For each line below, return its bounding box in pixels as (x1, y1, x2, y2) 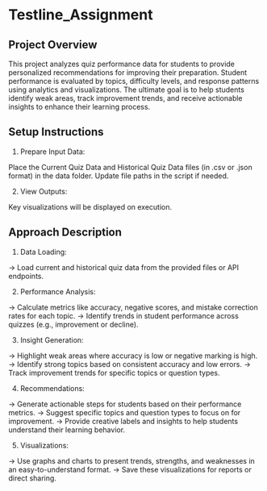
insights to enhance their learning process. (8, 102, 151, 111)
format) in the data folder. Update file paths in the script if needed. (8, 171, 229, 181)
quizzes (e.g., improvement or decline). (8, 319, 139, 329)
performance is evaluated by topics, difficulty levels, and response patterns (8, 77, 260, 85)
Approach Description (8, 226, 123, 239)
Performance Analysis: (19, 286, 96, 296)
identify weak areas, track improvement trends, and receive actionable (8, 94, 244, 102)
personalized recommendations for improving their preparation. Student (8, 68, 248, 77)
